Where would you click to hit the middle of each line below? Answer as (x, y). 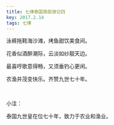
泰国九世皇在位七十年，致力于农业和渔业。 (59, 116)
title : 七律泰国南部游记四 (36, 12)
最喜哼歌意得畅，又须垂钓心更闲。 (48, 66)
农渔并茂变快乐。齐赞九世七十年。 (48, 79)
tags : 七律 (19, 23)
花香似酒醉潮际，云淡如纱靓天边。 (48, 53)
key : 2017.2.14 (25, 17)
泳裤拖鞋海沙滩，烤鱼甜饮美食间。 (48, 41)
